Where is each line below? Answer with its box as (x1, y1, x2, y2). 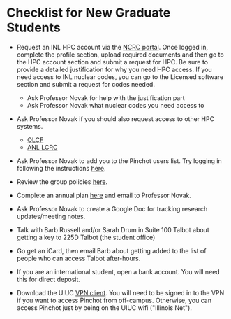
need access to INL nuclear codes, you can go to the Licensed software (16, 72, 224, 81)
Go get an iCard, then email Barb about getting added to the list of (16, 246, 207, 255)
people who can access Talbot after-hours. (16, 254, 141, 262)
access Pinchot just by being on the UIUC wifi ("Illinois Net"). (16, 303, 193, 312)
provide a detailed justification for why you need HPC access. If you (16, 65, 212, 73)
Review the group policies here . (16, 177, 108, 186)
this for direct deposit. (16, 275, 81, 283)
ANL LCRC (27, 143, 58, 151)
